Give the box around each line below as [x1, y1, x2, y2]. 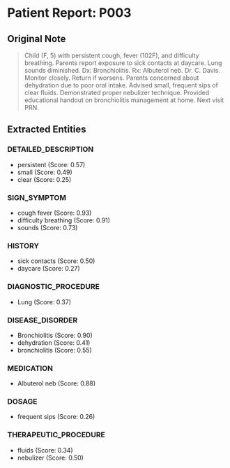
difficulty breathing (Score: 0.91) [17, 215, 110, 225]
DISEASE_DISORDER [7, 315, 78, 325]
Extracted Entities [7, 124, 86, 136]
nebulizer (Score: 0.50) [17, 453, 84, 462]
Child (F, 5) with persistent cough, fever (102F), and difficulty [24, 51, 199, 59]
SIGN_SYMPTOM [7, 192, 66, 202]
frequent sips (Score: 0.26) [17, 413, 95, 421]
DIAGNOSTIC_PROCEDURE [7, 282, 100, 292]
